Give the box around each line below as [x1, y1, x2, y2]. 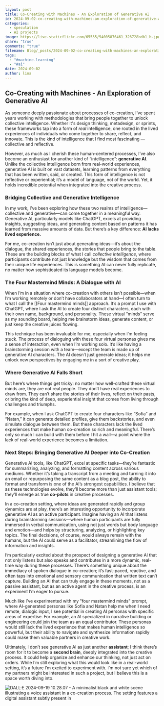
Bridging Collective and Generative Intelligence [5, 194, 120, 201]
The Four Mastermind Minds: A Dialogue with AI [5, 279, 121, 286]
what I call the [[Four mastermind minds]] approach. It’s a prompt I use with [5, 301, 156, 306]
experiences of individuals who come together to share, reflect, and [5, 130, 142, 136]
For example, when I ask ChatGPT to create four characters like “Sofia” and [5, 410, 157, 417]
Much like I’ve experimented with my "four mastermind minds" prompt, [5, 598, 148, 604]
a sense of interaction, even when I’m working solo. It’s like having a [5, 341, 142, 347]
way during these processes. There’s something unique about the [15, 562, 147, 568]
